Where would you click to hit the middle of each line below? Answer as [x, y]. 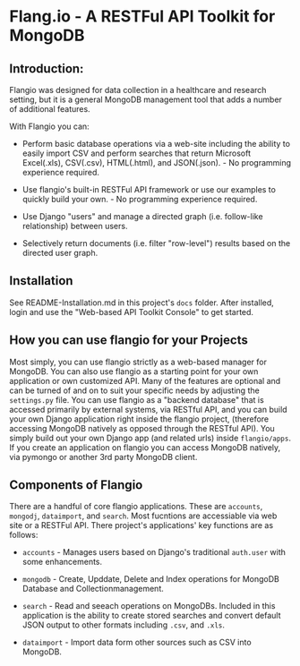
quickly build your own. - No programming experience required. [140, 199]
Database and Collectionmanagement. [93, 589]
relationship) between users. [75, 226]
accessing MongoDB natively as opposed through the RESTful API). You [142, 428]
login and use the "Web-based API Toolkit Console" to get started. [131, 312]
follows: [24, 535]
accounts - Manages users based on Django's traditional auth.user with [154, 552]
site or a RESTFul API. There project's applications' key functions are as [141, 525]
